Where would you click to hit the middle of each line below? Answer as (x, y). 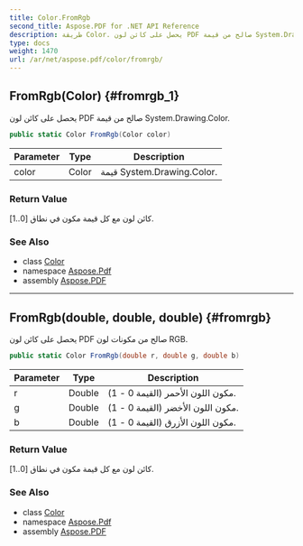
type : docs (30, 43)
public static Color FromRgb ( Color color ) (90, 134)
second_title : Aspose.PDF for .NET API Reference (105, 26)
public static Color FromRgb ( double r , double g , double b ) (125, 356)
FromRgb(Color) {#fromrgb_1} (95, 96)
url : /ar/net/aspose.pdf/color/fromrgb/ (87, 60)
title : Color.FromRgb (50, 18)
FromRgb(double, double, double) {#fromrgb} (141, 317)
